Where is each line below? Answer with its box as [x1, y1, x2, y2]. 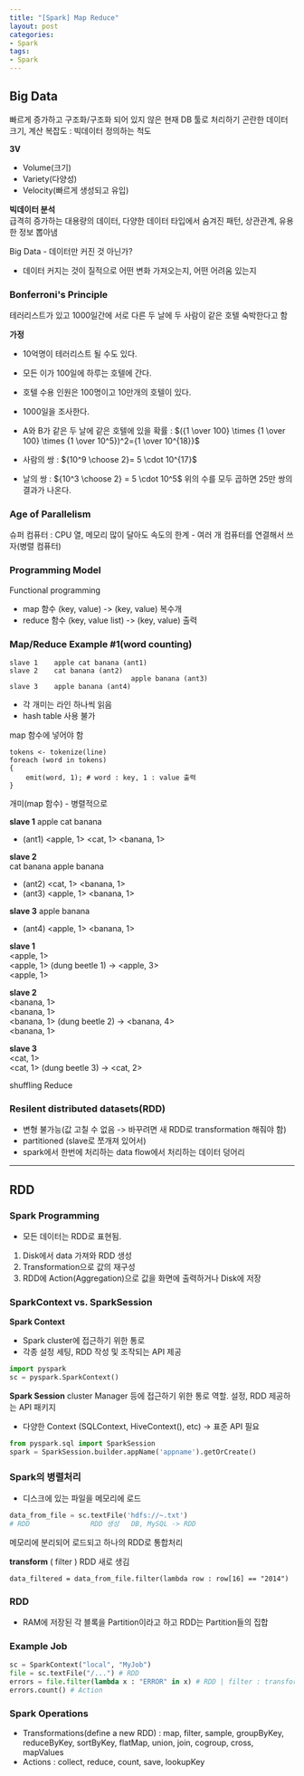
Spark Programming [9, 1209, 100, 1222]
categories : [9, 30, 54, 39]
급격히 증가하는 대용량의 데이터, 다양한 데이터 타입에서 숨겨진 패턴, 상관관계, [9, 215, 278, 226]
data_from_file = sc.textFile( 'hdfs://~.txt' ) [9, 1511, 188, 1521]
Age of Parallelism [9, 508, 91, 520]
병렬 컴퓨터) [19, 540, 62, 552]
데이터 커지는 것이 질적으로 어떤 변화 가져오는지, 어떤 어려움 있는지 [22, 264, 257, 276]
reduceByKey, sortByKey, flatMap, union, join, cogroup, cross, [22, 1737, 254, 1748]
